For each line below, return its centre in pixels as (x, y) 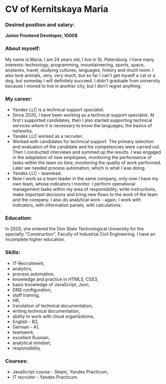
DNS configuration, (32, 290)
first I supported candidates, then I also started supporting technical (82, 120)
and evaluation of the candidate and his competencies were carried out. (86, 147)
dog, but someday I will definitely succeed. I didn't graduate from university (83, 80)
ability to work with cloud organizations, (53, 316)
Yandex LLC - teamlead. (37, 174)
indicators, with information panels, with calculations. (67, 205)
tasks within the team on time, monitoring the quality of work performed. (87, 163)
